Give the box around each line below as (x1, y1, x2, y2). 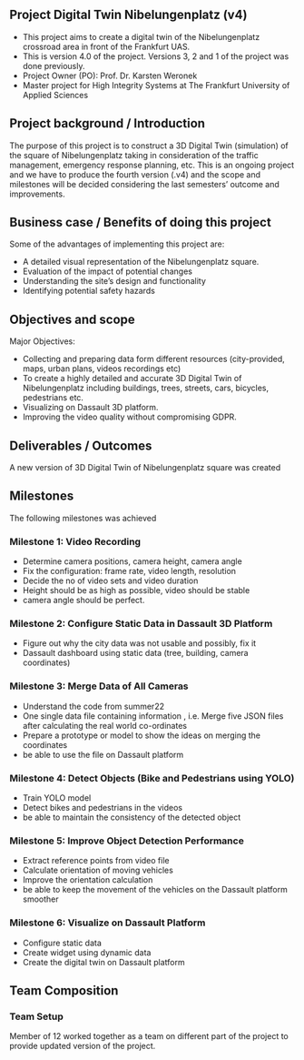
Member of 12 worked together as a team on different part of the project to (9, 1031, 289, 1042)
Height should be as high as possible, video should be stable (22, 585, 250, 596)
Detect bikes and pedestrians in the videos (22, 803, 183, 813)
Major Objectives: (9, 336, 75, 347)
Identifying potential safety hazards (22, 286, 156, 297)
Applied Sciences (22, 89, 89, 100)
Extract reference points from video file (22, 855, 170, 866)
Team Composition (9, 983, 119, 999)
